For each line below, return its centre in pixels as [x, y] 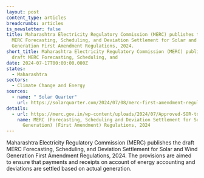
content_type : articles [36, 18]
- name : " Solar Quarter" [45, 97]
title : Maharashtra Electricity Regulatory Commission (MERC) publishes [100, 35]
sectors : [17, 80]
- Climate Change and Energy [49, 86]
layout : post [23, 12]
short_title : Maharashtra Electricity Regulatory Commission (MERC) [95, 52]
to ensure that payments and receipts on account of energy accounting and [101, 162]
